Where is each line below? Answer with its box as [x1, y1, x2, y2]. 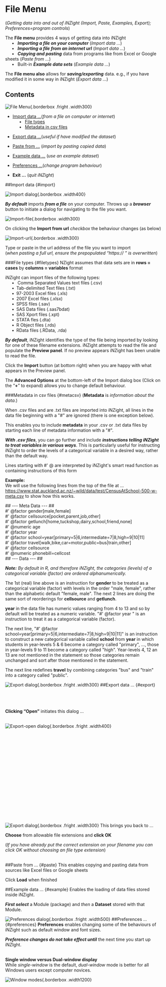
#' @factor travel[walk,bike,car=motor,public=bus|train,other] [5, 539, 132, 545]
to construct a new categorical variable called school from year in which [5, 636, 154, 642]
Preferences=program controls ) [5, 25, 71, 31]
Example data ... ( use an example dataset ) [12, 152, 99, 158]
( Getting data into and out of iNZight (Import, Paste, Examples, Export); [5, 20, 152, 26]
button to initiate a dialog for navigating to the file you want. [5, 206, 127, 212]
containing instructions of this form [5, 467, 77, 473]
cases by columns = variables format [5, 265, 83, 271]
